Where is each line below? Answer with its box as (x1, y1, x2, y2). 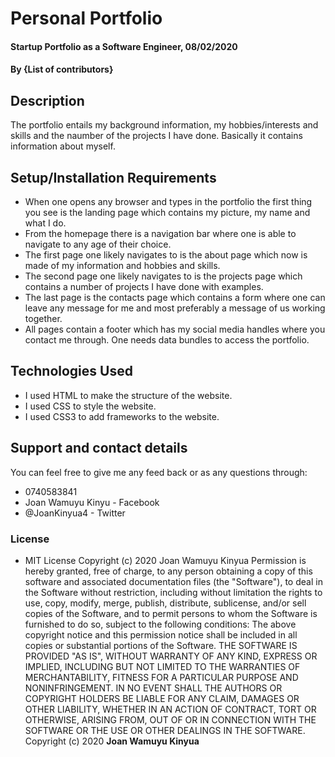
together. (24, 313, 63, 324)
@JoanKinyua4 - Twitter (24, 507, 126, 519)
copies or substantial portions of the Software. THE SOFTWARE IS (24, 639, 298, 651)
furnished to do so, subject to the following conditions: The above (24, 618, 297, 630)
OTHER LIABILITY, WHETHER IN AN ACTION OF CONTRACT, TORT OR (24, 703, 317, 715)
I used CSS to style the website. (24, 400, 157, 412)
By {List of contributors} (10, 63, 114, 76)
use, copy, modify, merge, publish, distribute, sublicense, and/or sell (24, 597, 307, 609)
